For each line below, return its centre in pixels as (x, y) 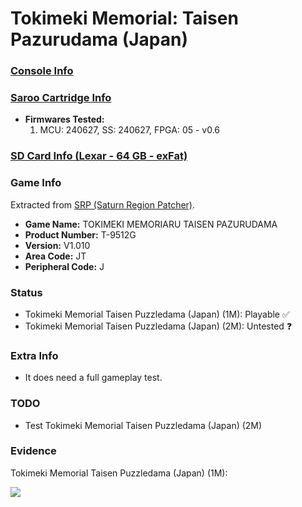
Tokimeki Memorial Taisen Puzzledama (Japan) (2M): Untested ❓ (158, 326)
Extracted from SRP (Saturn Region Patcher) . (103, 204)
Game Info (36, 183)
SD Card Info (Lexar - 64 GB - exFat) (99, 156)
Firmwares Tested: (64, 119)
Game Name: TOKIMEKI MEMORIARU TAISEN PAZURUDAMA (151, 224)
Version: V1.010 (57, 245)
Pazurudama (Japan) (99, 39)
